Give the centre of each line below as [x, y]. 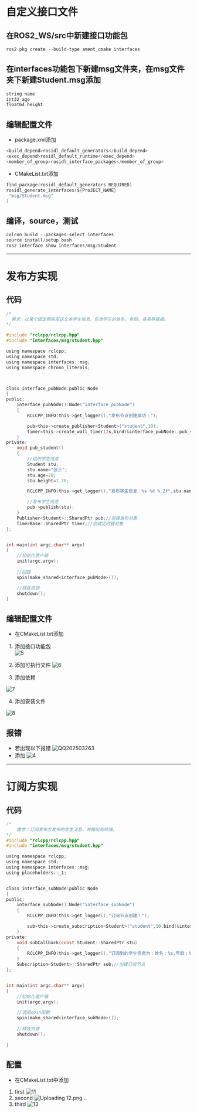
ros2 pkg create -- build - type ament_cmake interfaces [73, 49]
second [24, 1098]
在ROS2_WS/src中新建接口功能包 [67, 35]
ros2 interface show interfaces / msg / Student [61, 246]
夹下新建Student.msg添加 [54, 80]
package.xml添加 [35, 140]
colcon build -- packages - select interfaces [60, 235]
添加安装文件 [30, 702]
